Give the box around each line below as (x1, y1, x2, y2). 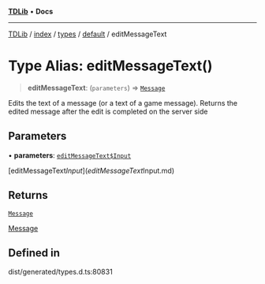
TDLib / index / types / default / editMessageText (8, 29, 167, 39)
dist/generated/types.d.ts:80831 (8, 267, 113, 277)
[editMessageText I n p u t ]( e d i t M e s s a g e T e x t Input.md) (8, 166, 175, 175)
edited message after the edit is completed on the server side (8, 106, 208, 116)
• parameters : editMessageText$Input (8, 150, 132, 160)
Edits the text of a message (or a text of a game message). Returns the (8, 98, 238, 107)
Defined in (8, 246, 61, 260)
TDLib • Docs (8, 7, 54, 16)
